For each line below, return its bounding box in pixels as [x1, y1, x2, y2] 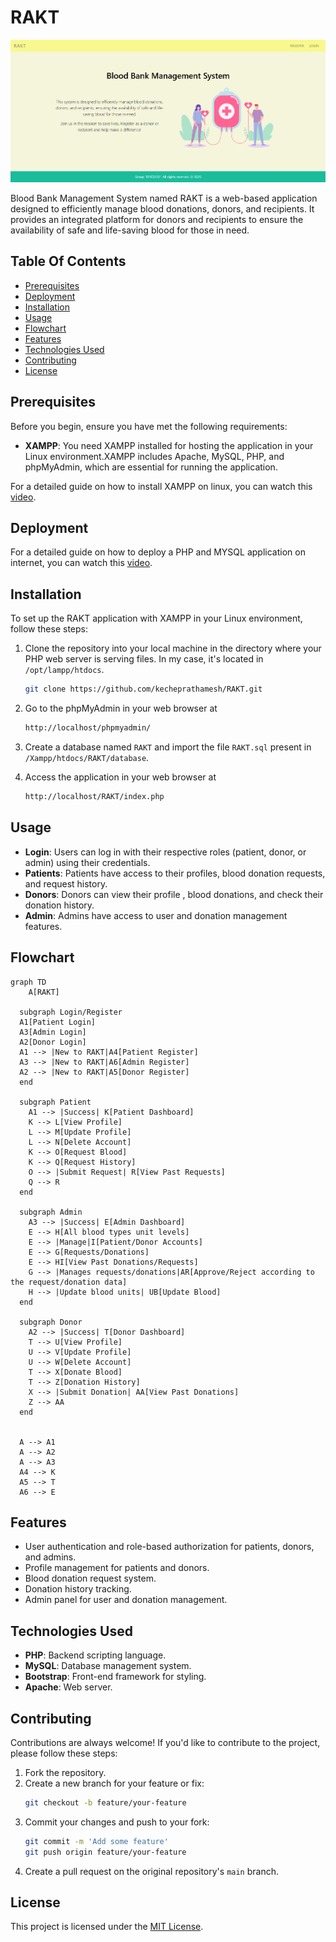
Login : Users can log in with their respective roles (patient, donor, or [24, 846, 307, 858]
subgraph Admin [19, 1207, 83, 1217]
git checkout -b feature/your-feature [24, 1797, 187, 1808]
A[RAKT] [28, 987, 60, 997]
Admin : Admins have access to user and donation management [24, 909, 288, 921]
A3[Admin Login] [19, 1027, 87, 1037]
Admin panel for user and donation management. [24, 1594, 228, 1606]
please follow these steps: [10, 1747, 118, 1759]
